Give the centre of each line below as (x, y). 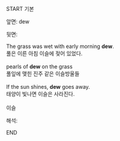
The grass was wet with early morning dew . (60, 46)
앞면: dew (18, 22)
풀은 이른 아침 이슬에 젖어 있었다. (44, 53)
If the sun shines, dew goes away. (48, 87)
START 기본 (20, 9)
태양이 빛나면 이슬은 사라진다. (41, 94)
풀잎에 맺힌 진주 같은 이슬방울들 (43, 73)
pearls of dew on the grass (39, 67)
